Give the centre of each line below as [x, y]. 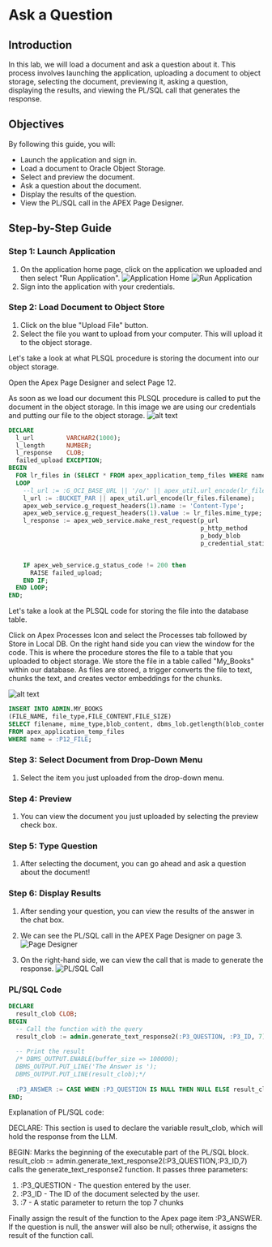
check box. [39, 825]
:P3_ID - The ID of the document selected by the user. [110, 1194]
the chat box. [42, 920]
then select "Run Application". [70, 278]
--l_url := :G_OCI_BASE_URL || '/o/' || [92, 490]
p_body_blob [221, 536]
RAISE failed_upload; [66, 573]
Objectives [36, 125]
